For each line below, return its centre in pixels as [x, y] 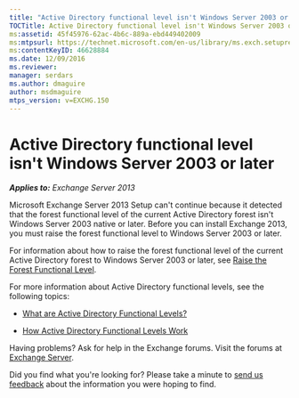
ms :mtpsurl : [31, 42]
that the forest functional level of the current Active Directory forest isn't [141, 215]
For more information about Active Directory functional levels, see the [137, 287]
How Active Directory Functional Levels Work [105, 331]
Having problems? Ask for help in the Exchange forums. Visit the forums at [146, 348]
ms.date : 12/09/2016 [48, 59]
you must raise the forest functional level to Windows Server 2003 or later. [145, 233]
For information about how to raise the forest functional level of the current [146, 251]
